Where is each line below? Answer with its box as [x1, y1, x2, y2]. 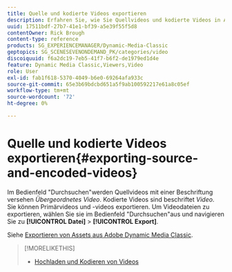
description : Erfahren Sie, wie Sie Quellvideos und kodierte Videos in [7, 17, 221, 23]
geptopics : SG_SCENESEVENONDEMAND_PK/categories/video [7, 49, 168, 56]
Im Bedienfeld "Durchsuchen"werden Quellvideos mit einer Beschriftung [7, 188, 213, 196]
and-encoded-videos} [7, 165, 138, 181]
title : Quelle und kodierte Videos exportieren [7, 10, 147, 17]
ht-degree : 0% [7, 100, 48, 107]
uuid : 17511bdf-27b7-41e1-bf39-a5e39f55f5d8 [7, 23, 137, 30]
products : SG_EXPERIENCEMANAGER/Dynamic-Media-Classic [7, 42, 168, 49]
